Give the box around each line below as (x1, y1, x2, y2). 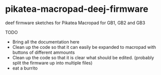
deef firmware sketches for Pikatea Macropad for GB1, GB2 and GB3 (5, 20, 146, 26)
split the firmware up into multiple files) (12, 60, 93, 66)
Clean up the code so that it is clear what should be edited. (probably (12, 54, 154, 60)
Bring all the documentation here (12, 38, 80, 45)
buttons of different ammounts (12, 49, 75, 55)
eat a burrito (12, 65, 38, 71)
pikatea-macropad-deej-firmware (5, 3, 149, 15)
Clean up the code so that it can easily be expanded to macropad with (12, 44, 157, 50)
